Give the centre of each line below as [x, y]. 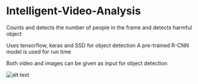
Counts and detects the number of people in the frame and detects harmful [99, 27]
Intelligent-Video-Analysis [73, 11]
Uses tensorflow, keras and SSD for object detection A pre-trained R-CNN [98, 45]
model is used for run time [39, 51]
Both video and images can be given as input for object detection [87, 63]
